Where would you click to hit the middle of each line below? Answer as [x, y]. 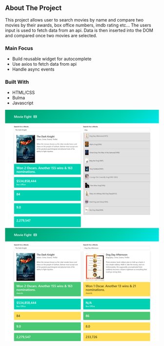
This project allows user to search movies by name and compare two [74, 20]
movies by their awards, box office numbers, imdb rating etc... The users [78, 25]
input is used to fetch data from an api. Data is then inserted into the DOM [79, 30]
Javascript [23, 103]
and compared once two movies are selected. [51, 35]
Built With [17, 82]
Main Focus [19, 48]
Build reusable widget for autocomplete [52, 59]
